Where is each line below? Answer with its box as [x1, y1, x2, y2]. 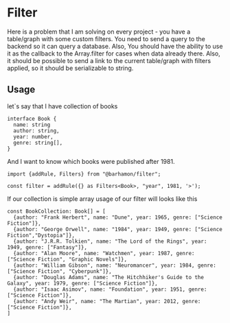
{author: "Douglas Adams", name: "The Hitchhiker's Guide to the [13, 274, 205, 280]
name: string [13, 121, 51, 128]
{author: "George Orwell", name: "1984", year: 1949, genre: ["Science [13, 226, 223, 232]
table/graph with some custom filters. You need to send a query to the [7, 34, 206, 43]
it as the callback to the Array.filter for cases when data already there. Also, [7, 49, 221, 58]
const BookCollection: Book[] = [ [7, 208, 106, 215]
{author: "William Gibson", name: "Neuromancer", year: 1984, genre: [13, 262, 216, 269]
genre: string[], [13, 139, 63, 146]
